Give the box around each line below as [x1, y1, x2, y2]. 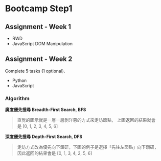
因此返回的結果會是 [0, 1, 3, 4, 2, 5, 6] [17, 150, 92, 156]
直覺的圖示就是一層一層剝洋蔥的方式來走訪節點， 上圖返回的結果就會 [17, 117, 156, 123]
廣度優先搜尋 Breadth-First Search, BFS [5, 107, 87, 113]
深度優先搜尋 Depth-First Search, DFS [5, 134, 83, 140]
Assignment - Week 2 [5, 55, 72, 63]
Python [12, 77, 27, 83]
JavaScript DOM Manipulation [12, 41, 73, 47]
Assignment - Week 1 [5, 23, 71, 31]
